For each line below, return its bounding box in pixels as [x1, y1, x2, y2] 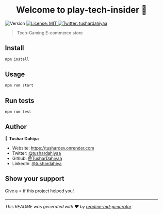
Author [5, 123, 27, 131]
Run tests [5, 97, 34, 105]
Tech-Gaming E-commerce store [16, 30, 83, 35]
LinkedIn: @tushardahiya [12, 160, 62, 166]
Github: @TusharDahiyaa [12, 155, 62, 161]
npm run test [5, 109, 32, 115]
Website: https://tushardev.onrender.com [12, 145, 95, 151]
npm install [5, 57, 29, 62]
